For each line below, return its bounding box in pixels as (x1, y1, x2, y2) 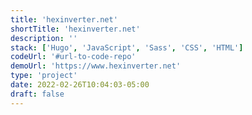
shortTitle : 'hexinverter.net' (10, 24, 141, 34)
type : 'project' (10, 71, 78, 81)
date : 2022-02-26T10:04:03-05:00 (10, 80, 150, 90)
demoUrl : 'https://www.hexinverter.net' (10, 61, 182, 71)
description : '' (10, 33, 78, 43)
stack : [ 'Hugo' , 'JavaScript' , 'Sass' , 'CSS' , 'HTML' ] (10, 42, 244, 53)
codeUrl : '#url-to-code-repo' (10, 52, 137, 62)
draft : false (10, 89, 65, 99)
